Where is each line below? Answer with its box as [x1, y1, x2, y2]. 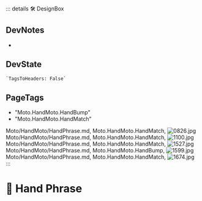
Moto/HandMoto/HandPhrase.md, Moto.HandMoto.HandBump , [6, 147, 165, 154]
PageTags [6, 92, 44, 103]
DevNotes [6, 25, 45, 36]
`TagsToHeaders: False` [6, 76, 67, 82]
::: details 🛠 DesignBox [6, 5, 64, 12]
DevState [6, 59, 42, 69]
